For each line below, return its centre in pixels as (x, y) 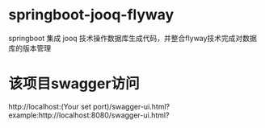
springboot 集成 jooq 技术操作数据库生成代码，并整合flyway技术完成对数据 (132, 38)
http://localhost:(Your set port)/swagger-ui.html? (89, 106)
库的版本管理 (29, 48)
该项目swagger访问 (74, 84)
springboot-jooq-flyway (91, 15)
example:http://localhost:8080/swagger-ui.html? (89, 115)
